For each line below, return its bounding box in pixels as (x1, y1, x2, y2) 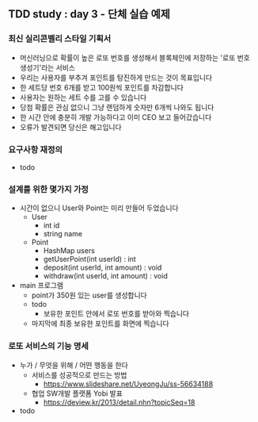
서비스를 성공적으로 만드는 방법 (31, 370, 127, 379)
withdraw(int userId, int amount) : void (43, 271, 168, 281)
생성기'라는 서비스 (19, 63, 75, 72)
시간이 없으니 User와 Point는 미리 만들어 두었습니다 (19, 203, 180, 213)
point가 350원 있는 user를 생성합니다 (31, 290, 148, 300)
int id (43, 221, 60, 230)
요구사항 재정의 (8, 144, 63, 155)
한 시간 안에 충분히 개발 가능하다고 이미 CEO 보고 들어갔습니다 (19, 112, 212, 121)
